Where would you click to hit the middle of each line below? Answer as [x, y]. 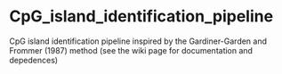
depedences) [34, 60]
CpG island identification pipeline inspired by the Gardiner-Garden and [138, 41]
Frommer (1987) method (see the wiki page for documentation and [131, 50]
